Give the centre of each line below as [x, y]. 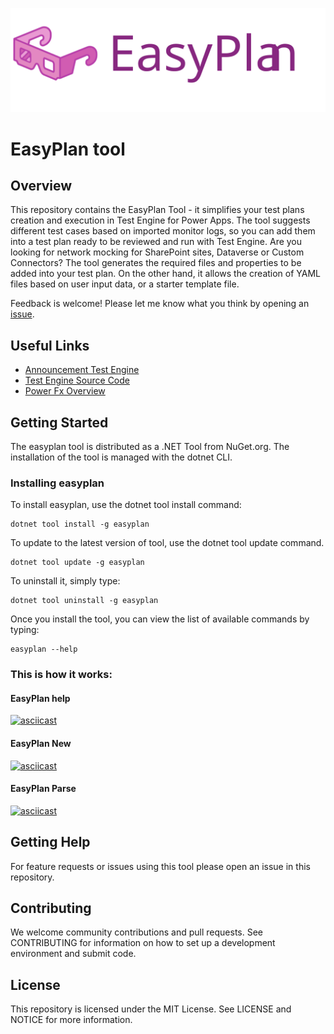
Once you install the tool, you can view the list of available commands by [160, 619]
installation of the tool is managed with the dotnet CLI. [121, 457]
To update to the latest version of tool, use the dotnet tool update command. [167, 543]
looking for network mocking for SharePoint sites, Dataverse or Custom [157, 252]
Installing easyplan [57, 483]
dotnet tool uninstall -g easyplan [84, 601]
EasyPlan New [41, 743]
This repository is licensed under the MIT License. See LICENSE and [151, 1009]
